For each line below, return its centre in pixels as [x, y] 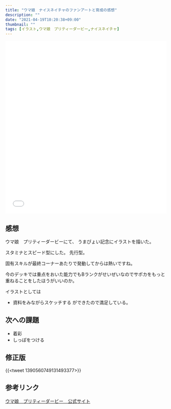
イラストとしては [23, 292]
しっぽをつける [28, 340]
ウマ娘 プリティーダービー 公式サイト [48, 401]
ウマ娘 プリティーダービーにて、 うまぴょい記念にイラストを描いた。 [80, 242]
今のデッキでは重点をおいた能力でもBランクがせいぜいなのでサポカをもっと [85, 274]
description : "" [23, 15]
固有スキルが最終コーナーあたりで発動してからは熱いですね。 [70, 263]
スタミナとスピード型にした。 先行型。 [46, 253]
